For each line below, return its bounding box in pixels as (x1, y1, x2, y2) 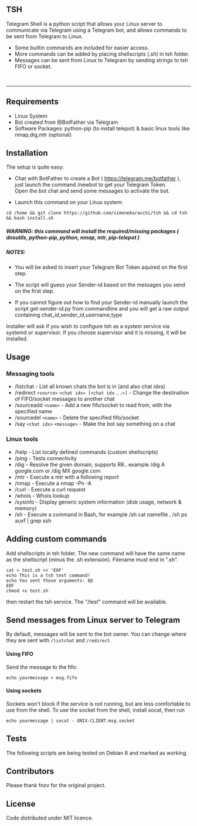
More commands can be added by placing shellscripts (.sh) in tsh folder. (14, 50, 189, 58)
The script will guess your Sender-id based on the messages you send (14, 281, 186, 288)
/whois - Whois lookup (14, 492, 69, 499)
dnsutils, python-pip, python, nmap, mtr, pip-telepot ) (6, 234, 140, 241)
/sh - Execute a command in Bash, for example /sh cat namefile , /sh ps (14, 511, 188, 518)
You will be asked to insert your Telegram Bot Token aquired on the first (14, 264, 188, 271)
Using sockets (6, 687, 42, 694)
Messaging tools (6, 370, 55, 378)
